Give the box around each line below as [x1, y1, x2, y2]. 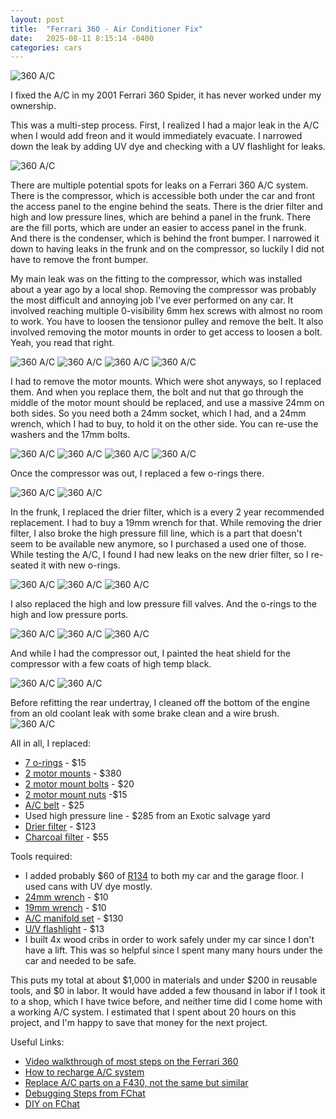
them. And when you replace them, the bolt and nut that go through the [10, 386, 304, 398]
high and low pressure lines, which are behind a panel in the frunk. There [10, 211, 312, 223]
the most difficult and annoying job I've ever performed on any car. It [10, 294, 294, 306]
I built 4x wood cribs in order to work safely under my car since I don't [24, 934, 315, 946]
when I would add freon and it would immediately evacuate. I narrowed [10, 130, 303, 142]
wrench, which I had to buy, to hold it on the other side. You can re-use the [10, 418, 319, 430]
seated [10, 559, 39, 571]
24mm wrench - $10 [24, 891, 109, 903]
